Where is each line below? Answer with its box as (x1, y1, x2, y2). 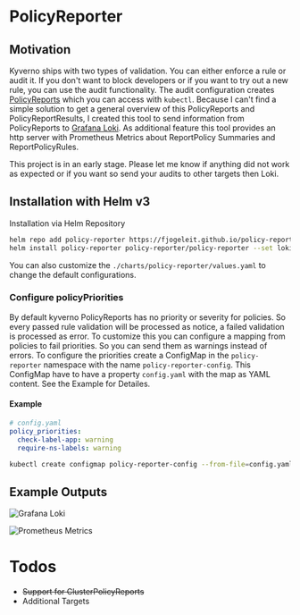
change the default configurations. (9, 269, 137, 280)
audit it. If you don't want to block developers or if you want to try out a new (9, 75, 288, 86)
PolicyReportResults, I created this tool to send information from (9, 114, 245, 123)
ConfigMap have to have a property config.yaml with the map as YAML (9, 368, 271, 379)
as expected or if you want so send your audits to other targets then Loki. (9, 168, 279, 179)
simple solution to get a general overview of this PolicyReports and (9, 104, 255, 114)
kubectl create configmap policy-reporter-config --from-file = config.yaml (9, 459, 294, 468)
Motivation (9, 42, 71, 57)
